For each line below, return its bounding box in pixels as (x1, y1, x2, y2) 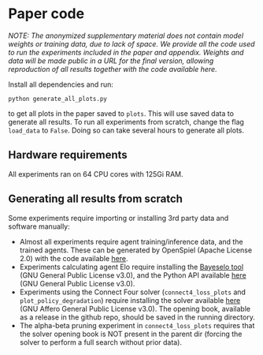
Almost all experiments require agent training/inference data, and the (19, 237, 243, 246)
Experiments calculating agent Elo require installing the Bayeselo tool (19, 262, 244, 271)
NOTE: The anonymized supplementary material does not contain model (8, 31, 244, 40)
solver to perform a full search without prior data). (19, 337, 183, 347)
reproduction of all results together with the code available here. (8, 64, 218, 73)
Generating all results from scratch (8, 192, 183, 206)
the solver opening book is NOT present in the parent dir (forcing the (19, 329, 243, 338)
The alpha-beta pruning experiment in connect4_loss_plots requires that (19, 320, 255, 330)
